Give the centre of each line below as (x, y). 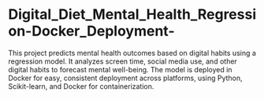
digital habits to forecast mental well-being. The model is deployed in (120, 69)
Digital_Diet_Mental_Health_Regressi (132, 15)
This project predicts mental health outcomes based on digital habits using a (132, 53)
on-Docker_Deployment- (91, 31)
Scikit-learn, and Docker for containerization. (81, 86)
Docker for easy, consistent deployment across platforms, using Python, (125, 78)
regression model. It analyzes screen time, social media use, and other (123, 61)
